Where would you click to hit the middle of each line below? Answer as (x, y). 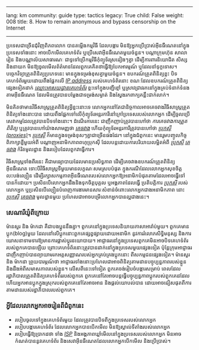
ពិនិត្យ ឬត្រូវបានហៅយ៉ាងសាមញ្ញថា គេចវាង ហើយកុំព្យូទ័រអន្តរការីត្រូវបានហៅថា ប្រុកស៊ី (89, 128)
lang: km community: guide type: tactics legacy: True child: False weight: (95, 15)
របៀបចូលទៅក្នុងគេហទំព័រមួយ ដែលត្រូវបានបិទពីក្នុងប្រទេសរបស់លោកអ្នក (85, 319)
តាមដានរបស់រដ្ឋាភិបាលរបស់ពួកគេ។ (41, 290)
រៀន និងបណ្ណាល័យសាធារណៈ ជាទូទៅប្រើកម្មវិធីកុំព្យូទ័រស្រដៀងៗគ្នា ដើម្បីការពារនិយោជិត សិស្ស (97, 59)
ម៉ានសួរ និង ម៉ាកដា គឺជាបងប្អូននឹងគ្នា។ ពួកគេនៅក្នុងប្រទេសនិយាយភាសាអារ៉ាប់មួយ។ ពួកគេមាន (98, 227)
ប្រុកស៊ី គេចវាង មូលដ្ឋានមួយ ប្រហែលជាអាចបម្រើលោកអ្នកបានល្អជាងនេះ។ (78, 197)
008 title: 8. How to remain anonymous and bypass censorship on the (91, 22)
